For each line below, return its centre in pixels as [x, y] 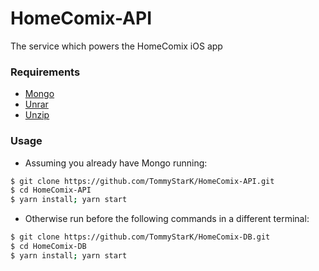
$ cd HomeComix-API [51, 190]
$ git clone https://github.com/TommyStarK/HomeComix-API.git [142, 181]
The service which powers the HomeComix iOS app [116, 46]
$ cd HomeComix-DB [48, 247]
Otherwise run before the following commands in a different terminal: [167, 219]
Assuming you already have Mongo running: [116, 163]
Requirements [45, 72]
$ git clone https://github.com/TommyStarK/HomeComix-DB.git [140, 237]
